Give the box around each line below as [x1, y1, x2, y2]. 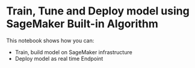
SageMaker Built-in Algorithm [6, 17, 158, 31]
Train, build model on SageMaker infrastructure [14, 48, 132, 55]
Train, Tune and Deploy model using [6, 4, 190, 18]
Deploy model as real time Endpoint [14, 55, 104, 62]
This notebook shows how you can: [6, 37, 94, 44]
